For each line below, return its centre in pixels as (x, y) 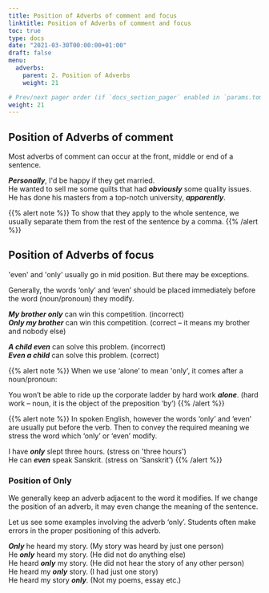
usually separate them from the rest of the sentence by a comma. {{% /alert (133, 222)
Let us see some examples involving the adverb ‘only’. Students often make (132, 522)
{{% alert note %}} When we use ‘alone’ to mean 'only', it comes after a (126, 370)
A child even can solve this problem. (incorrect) (87, 346)
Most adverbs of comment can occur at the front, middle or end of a (121, 156)
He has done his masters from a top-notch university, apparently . (117, 198)
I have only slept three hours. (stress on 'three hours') (97, 451)
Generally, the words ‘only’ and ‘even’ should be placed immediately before (132, 290)
